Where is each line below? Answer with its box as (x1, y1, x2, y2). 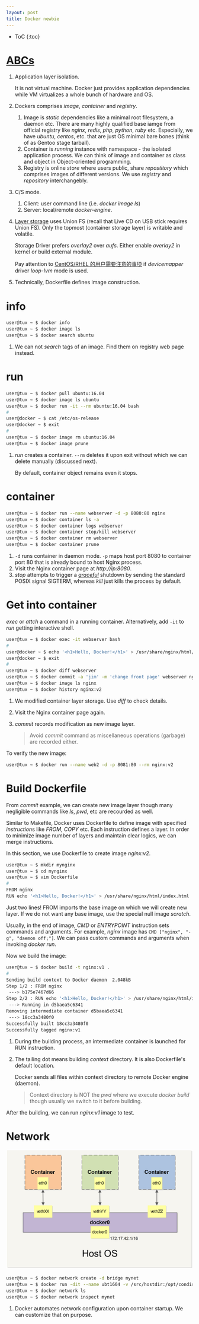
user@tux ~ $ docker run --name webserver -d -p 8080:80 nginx (6, 510, 166, 516)
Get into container (6, 598, 97, 612)
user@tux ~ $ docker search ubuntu (6, 332, 94, 338)
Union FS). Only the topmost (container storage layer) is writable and (14, 224, 183, 231)
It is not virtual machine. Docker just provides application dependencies (14, 85, 190, 92)
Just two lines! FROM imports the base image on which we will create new (6, 904, 188, 911)
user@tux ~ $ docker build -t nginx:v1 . (6, 964, 110, 970)
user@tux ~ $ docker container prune (6, 542, 99, 548)
